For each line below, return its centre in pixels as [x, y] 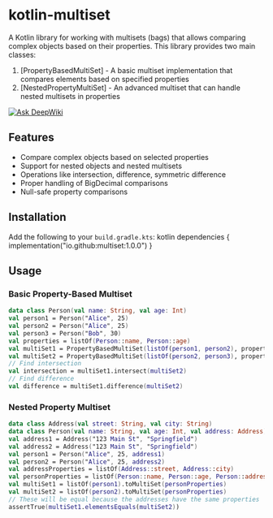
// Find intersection [45, 364]
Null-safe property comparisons [74, 192]
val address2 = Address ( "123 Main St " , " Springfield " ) [103, 447]
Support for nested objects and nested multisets [101, 166]
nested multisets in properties [70, 96]
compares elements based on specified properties [104, 79]
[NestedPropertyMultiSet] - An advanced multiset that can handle [130, 88]
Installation [37, 217]
